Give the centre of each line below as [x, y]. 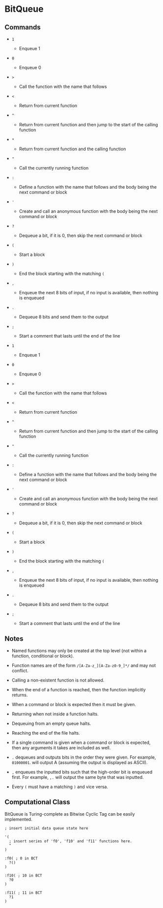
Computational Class [38, 802]
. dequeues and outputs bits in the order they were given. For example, [84, 757]
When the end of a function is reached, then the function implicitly [79, 689]
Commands [23, 27]
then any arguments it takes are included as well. [61, 747]
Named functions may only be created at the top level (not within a [79, 651]
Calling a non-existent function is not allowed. [58, 680]
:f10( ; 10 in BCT [23, 876]
